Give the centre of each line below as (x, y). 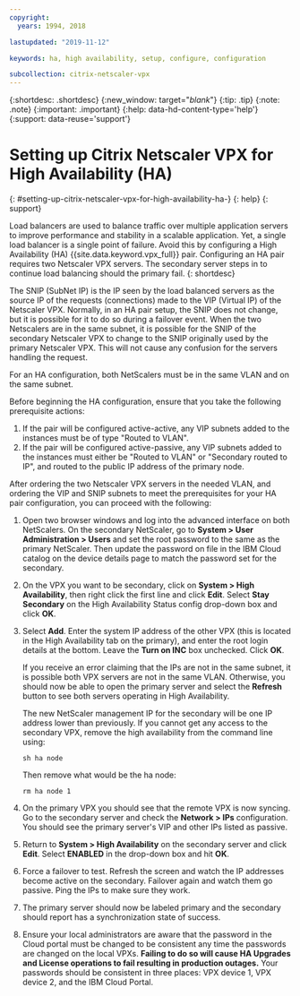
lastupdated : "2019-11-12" (60, 42)
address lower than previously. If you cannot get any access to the (145, 723)
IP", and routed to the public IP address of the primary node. (133, 467)
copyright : (30, 17)
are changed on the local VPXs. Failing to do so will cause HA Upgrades (156, 954)
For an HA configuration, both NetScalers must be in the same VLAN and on (149, 375)
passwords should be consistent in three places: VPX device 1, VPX (146, 973)
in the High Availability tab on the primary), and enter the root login (145, 640)
